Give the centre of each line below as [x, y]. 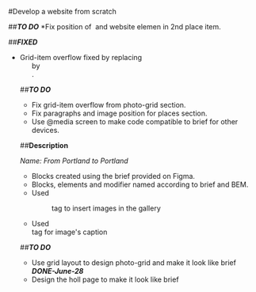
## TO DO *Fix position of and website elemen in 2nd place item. [115, 27]
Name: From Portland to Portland [74, 161]
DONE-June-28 [57, 271]
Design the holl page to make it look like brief [105, 279]
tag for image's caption [69, 232]
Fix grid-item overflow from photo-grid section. [109, 105]
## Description [44, 145]
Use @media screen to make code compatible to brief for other [135, 121]
